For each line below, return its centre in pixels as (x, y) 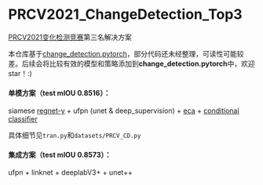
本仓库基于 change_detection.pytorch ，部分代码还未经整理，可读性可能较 (126, 53)
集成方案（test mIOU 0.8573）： (60, 154)
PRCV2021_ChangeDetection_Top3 (125, 15)
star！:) (20, 73)
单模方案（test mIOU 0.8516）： (59, 92)
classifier (23, 119)
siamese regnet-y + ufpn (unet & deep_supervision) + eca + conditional (124, 111)
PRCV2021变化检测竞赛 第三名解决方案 (70, 37)
